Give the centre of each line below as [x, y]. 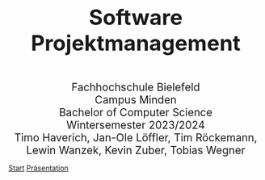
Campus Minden [136, 100]
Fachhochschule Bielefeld [136, 87]
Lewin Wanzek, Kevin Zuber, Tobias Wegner [136, 150]
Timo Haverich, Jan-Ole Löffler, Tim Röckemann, [136, 138]
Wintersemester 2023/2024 [136, 125]
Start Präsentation [38, 168]
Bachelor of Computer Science [136, 113]
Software [136, 17]
